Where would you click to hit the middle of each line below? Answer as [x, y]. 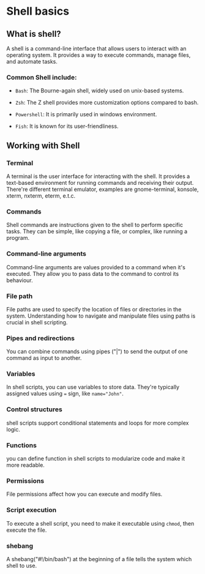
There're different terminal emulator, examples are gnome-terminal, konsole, [102, 189]
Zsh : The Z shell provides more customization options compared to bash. [107, 103]
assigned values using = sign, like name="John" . [65, 393]
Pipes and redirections [41, 338]
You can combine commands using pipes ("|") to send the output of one [97, 352]
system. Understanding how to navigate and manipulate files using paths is [101, 316]
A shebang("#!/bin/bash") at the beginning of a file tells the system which [99, 559]
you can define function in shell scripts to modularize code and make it [96, 459]
